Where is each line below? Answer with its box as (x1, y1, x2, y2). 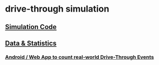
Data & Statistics (5, 39, 57, 47)
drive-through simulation (5, 3, 110, 15)
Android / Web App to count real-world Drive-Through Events (5, 53, 154, 60)
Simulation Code (5, 23, 57, 31)
